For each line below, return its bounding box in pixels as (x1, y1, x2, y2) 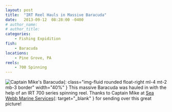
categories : (5, 31, 31, 36)
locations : (5, 50, 29, 55)
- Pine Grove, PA (14, 55, 52, 61)
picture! (5, 101, 22, 107)
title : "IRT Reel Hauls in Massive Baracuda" (5, 12, 107, 17)
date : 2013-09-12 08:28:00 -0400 (5, 17, 84, 22)
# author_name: (5, 22, 38, 27)
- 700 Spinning (14, 65, 47, 70)
